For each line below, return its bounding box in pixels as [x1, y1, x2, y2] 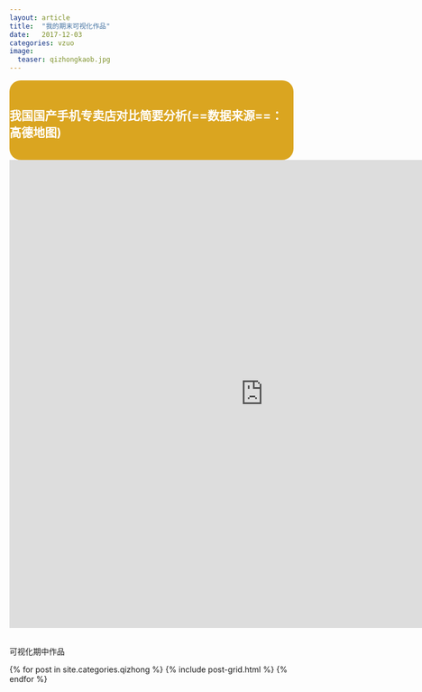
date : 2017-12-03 [9, 30, 83, 39]
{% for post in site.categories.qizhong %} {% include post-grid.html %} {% [9, 664, 289, 675]
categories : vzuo [9, 38, 75, 48]
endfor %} [9, 673, 48, 684]
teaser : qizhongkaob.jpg [17, 55, 111, 64]
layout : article [9, 13, 70, 23]
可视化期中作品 [9, 646, 65, 657]
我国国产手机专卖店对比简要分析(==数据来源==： [9, 108, 283, 124]
